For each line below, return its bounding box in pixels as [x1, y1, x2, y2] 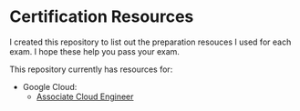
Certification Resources [9, 6, 194, 27]
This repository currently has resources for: [9, 64, 173, 75]
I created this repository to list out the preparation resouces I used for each [9, 36, 292, 47]
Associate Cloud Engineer [36, 91, 134, 102]
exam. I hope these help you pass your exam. [9, 45, 181, 56]
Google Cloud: [22, 81, 78, 92]
